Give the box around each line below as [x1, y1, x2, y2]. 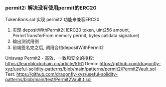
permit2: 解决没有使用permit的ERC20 [5, 4, 97, 11]
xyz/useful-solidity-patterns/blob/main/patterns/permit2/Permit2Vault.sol [5, 66, 156, 72]
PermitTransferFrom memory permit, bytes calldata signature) [12, 33, 140, 39]
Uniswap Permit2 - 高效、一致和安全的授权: [5, 55, 94, 61]
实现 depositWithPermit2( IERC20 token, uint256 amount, [12, 27, 131, 33]
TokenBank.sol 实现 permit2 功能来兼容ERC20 [5, 16, 100, 23]
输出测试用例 [12, 39, 39, 44]
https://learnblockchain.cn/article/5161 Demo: [5, 61, 99, 67]
